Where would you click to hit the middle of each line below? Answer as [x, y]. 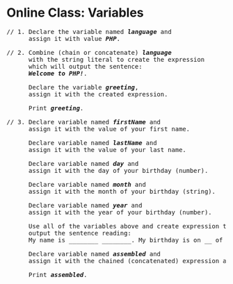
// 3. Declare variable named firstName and [84, 122]
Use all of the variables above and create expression [124, 226]
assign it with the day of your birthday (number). [118, 170]
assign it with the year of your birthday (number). [120, 212]
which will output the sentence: [85, 66]
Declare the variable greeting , [83, 87]
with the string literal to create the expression [116, 59]
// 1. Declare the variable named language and [89, 32]
